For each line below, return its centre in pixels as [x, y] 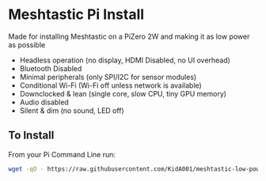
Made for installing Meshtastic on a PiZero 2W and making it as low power [129, 36]
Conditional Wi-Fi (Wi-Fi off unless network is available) [110, 85]
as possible [27, 44]
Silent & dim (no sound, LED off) [72, 110]
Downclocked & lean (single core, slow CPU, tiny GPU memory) [123, 93]
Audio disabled [44, 102]
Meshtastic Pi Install [76, 15]
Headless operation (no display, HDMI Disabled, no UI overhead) [125, 60]
